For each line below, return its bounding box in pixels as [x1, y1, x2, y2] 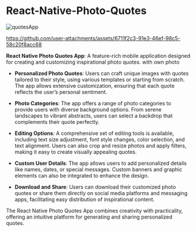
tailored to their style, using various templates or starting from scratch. [14, 76, 185, 83]
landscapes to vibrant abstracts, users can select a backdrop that [14, 112, 173, 119]
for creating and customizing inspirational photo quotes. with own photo [6, 58, 180, 65]
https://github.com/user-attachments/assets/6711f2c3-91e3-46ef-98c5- [6, 34, 181, 41]
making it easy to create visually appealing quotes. [14, 148, 137, 155]
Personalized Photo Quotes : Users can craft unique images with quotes [14, 70, 189, 77]
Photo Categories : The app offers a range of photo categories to [14, 99, 171, 106]
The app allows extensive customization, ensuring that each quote [14, 82, 175, 89]
